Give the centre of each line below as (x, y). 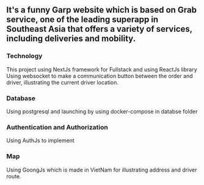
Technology (24, 56)
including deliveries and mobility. (71, 39)
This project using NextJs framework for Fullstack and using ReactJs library (102, 69)
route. (14, 176)
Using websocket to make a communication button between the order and (100, 76)
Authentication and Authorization (57, 127)
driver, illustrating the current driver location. (63, 82)
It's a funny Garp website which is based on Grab (102, 10)
